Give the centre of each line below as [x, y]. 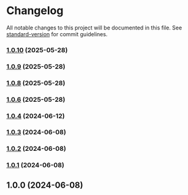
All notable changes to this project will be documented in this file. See [94, 28]
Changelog [35, 11]
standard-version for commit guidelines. [57, 34]
